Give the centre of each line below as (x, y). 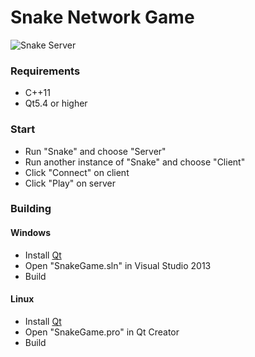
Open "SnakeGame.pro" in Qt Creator (102, 332)
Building (31, 209)
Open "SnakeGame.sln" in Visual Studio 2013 (118, 265)
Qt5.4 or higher (56, 103)
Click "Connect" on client (77, 172)
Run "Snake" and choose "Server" (95, 151)
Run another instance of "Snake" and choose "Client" (135, 162)
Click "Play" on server (70, 183)
